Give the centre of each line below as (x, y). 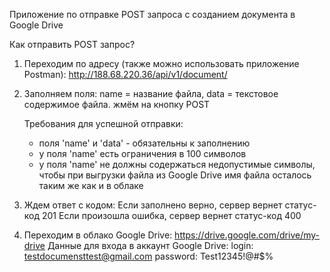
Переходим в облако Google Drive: (98, 235)
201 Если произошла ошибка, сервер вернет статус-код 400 (171, 215)
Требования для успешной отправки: (103, 123)
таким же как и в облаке (91, 185)
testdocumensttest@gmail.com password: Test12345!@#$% (148, 256)
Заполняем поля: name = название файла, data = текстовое (151, 93)
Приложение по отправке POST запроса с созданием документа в (152, 14)
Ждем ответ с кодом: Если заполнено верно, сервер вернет (153, 205)
